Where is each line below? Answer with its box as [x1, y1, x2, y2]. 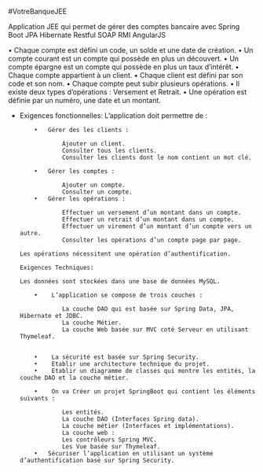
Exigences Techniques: [19, 264, 94, 271]
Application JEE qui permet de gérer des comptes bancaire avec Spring [8, 22, 240, 31]
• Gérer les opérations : [34, 195, 126, 203]
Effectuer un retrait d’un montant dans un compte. [61, 216, 235, 223]
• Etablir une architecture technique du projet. [34, 360, 210, 368]
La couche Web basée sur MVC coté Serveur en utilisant [61, 326, 249, 334]
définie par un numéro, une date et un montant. [8, 96, 161, 105]
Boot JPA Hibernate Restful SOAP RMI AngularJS [8, 31, 166, 39]
